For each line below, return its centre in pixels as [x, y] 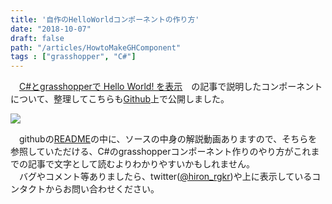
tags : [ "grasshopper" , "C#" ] [73, 57]
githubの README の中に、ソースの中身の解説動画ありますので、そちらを [168, 139]
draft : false [37, 38]
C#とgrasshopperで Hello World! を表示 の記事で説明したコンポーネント [171, 87]
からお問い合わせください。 [102, 189]
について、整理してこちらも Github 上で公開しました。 [120, 99]
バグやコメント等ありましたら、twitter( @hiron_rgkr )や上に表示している [165, 177]
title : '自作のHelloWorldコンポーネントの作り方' [105, 19]
